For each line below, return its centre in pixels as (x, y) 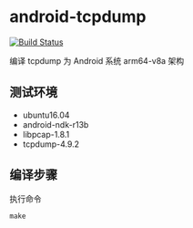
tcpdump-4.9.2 (51, 144)
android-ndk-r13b (56, 124)
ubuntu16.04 (46, 115)
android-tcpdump (78, 17)
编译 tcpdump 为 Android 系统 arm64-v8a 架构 (97, 60)
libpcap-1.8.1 (46, 134)
